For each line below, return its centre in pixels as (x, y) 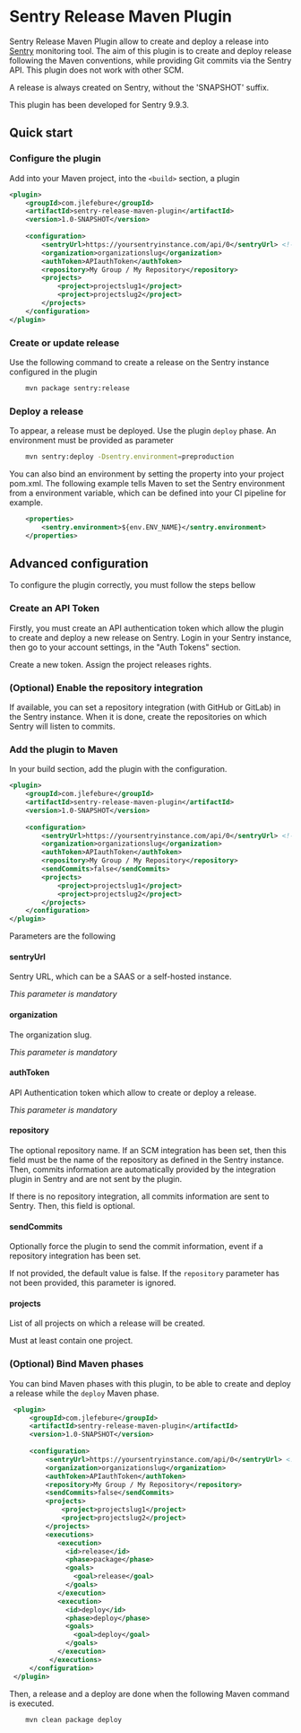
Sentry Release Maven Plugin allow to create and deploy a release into (139, 41)
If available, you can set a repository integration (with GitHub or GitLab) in (145, 707)
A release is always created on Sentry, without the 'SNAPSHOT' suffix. (139, 87)
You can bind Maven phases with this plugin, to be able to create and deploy (150, 1383)
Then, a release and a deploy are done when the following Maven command (149, 1694)
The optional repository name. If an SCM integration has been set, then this (148, 1150)
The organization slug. (51, 1035)
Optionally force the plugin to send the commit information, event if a (136, 1247)
